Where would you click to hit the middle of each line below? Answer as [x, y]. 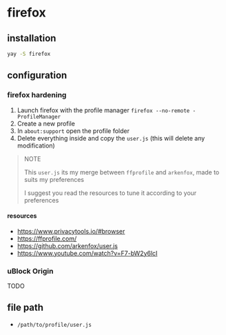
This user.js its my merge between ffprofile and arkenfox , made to [122, 172]
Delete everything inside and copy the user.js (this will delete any [111, 138]
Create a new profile [46, 123]
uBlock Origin [30, 271]
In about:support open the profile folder [73, 131]
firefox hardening [37, 95]
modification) [36, 145]
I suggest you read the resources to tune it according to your [110, 193]
